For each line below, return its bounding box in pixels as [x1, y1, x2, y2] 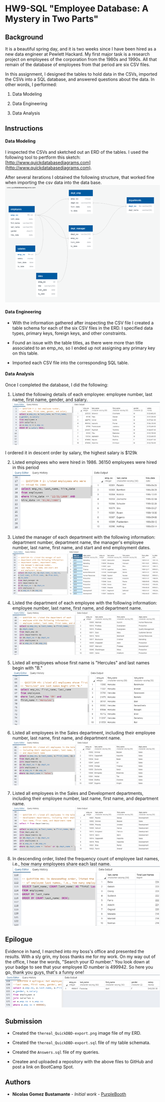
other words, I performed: [5, 82, 57, 87]
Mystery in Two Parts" [5, 13, 99, 25]
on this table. [12, 350, 39, 356]
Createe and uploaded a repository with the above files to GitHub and [12, 1058, 153, 1064]
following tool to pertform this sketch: [5, 154, 81, 160]
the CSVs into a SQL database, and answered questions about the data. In [5, 77, 155, 82]
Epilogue [5, 935, 33, 944]
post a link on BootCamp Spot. [12, 1064, 74, 1070]
